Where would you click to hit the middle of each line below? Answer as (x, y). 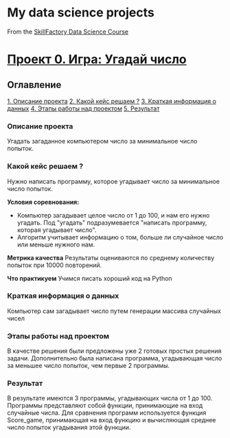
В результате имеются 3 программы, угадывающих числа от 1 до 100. (110, 398)
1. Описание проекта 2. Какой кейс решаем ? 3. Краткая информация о (112, 101)
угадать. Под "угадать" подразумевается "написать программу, (112, 222)
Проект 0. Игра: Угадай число (97, 59)
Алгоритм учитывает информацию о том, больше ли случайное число (120, 237)
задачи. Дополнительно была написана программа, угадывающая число (115, 358)
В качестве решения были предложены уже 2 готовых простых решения (114, 351)
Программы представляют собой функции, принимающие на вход (105, 406)
